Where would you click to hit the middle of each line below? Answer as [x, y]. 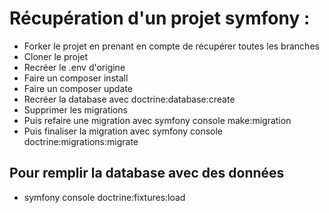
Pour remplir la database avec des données [147, 173]
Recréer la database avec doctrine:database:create [129, 99]
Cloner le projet [56, 56]
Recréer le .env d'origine [74, 67]
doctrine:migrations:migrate [81, 141]
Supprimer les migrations [75, 109]
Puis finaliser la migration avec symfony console [123, 131]
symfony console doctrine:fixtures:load [104, 197]
